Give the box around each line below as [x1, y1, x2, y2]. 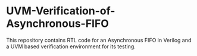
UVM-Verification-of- [6, 4, 115, 18]
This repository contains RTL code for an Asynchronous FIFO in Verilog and [6, 36, 192, 43]
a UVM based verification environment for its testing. [6, 43, 136, 50]
